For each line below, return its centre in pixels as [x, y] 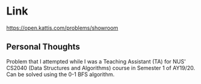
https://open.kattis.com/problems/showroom [62, 28]
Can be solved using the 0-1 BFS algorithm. [60, 74]
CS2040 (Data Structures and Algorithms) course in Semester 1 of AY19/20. [101, 68]
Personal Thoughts [43, 47]
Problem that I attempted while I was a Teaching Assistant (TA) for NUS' [96, 61]
